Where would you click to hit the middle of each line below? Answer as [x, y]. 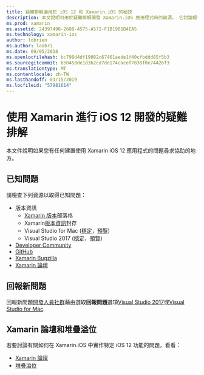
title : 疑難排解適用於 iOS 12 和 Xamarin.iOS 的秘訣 [69, 12]
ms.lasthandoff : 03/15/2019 [42, 80]
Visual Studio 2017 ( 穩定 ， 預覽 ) [63, 238]
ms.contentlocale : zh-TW [38, 74]
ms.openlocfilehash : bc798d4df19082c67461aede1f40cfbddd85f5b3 [88, 57]
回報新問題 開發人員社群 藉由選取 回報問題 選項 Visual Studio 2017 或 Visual [96, 302]
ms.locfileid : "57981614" [39, 86]
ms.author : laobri [29, 46]
